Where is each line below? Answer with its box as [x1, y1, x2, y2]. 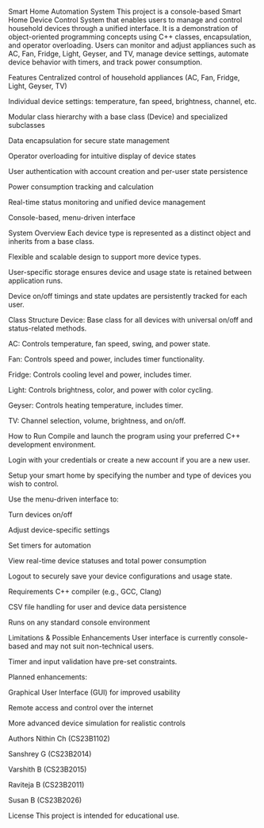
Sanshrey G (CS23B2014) [8, 749, 92, 758]
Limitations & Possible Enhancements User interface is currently [8, 633, 218, 642]
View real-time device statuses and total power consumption [8, 556, 207, 565]
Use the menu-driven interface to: [8, 494, 119, 504]
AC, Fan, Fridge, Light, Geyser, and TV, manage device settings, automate [8, 49, 249, 58]
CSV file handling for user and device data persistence [8, 602, 187, 611]
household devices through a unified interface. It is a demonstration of [8, 24, 239, 33]
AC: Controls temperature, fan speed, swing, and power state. [8, 339, 211, 348]
